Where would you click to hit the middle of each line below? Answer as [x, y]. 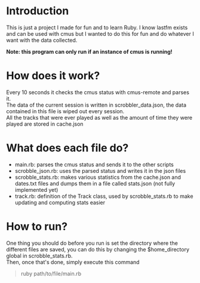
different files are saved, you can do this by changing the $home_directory [98, 249]
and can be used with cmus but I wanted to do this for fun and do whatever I [100, 33]
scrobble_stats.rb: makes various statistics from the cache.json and [98, 177]
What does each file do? [67, 148]
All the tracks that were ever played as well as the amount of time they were [99, 117]
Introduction [38, 11]
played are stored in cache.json [45, 124]
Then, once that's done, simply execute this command [73, 262]
